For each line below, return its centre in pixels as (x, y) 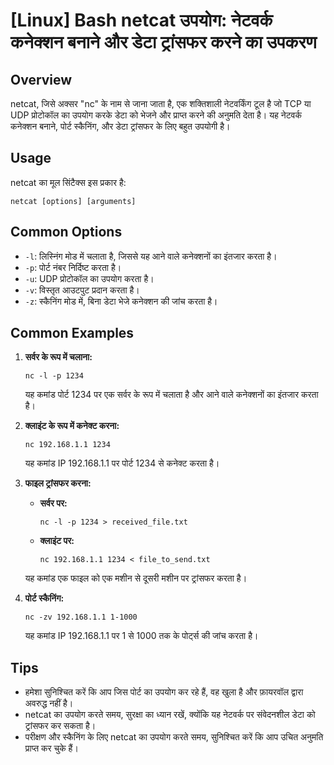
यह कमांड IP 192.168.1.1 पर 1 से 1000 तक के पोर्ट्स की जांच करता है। (141, 636)
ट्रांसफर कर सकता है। (60, 726)
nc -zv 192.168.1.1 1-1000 (81, 617)
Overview (41, 79)
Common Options (66, 232)
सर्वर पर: (53, 503)
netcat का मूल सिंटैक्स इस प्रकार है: (68, 182)
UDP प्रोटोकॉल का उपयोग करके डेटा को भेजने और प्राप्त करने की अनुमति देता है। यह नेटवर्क (156, 115)
